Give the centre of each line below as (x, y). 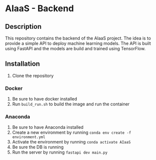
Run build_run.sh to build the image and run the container (71, 104)
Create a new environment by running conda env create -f (71, 133)
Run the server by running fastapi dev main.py (60, 152)
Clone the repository (33, 76)
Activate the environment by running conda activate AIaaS (71, 142)
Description (23, 27)
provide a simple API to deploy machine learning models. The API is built (78, 43)
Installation (22, 64)
